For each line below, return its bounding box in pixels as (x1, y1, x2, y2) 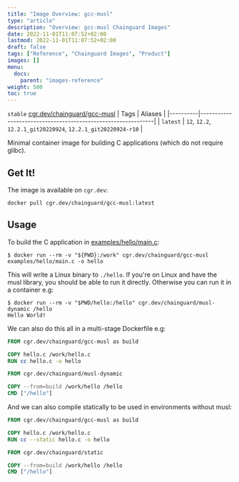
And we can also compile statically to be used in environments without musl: (7, 403, 232, 411)
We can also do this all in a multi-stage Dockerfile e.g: (7, 324, 166, 332)
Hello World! (7, 312, 46, 319)
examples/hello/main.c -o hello (7, 257, 103, 265)
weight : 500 (7, 83, 43, 91)
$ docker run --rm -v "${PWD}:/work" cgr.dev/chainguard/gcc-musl (7, 251, 209, 259)
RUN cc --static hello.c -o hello (7, 436, 111, 443)
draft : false (7, 43, 46, 51)
